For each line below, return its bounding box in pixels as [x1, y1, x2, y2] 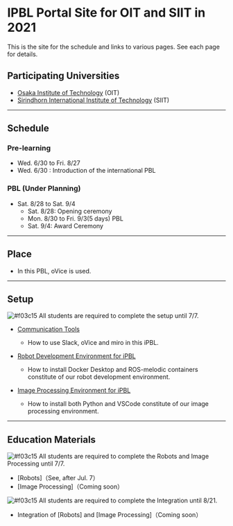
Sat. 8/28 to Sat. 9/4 [17, 199, 76, 207]
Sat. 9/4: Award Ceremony [27, 221, 104, 230]
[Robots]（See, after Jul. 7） [17, 474, 99, 482]
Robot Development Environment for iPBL [17, 352, 137, 360]
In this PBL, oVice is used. [17, 266, 92, 275]
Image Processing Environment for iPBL [17, 387, 131, 395]
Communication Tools [17, 325, 80, 334]
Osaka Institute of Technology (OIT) [17, 88, 120, 96]
